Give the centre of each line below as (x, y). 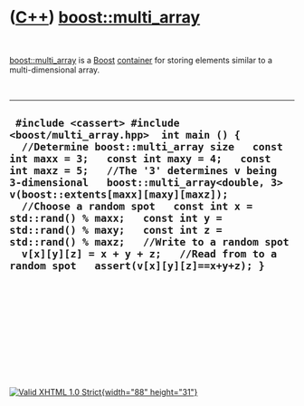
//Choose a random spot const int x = (137, 207)
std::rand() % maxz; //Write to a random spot (149, 242)
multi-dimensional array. (55, 70)
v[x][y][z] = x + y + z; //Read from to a (149, 254)
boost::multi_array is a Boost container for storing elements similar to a (141, 60)
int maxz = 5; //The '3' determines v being (143, 171)
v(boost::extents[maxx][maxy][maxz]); (119, 194)
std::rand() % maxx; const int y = (116, 218)
